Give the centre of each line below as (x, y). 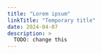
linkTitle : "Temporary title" (52, 20)
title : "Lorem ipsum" (39, 14)
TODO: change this (41, 40)
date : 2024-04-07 (33, 27)
